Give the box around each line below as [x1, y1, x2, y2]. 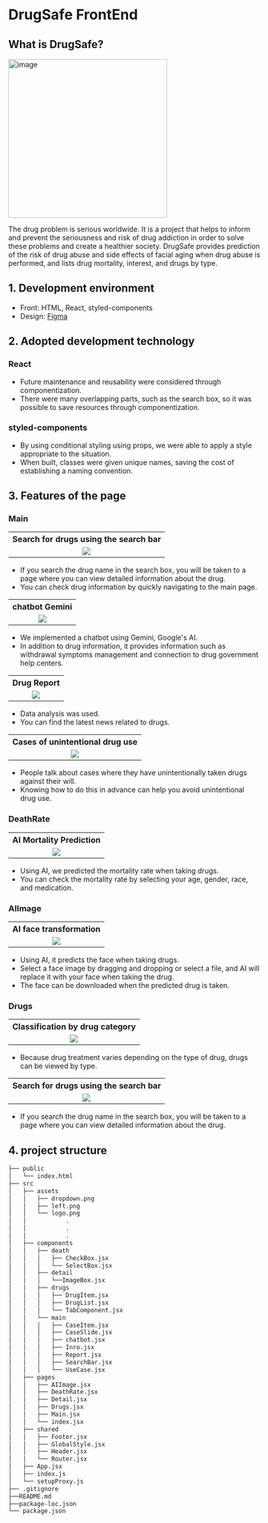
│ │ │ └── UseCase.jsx [8, 1365, 106, 1374]
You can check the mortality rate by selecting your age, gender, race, [19, 874, 249, 884]
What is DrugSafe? [8, 38, 104, 51]
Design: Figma [19, 311, 68, 321]
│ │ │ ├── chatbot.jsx [8, 1336, 106, 1344]
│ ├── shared [8, 1425, 59, 1433]
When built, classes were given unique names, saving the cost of [19, 457, 234, 467]
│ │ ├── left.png [8, 1202, 81, 1210]
